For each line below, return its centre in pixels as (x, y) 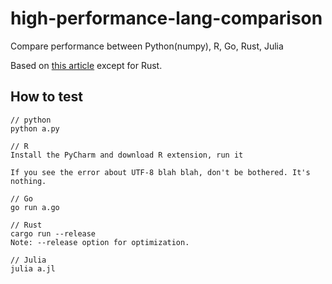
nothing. (28, 181)
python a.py (35, 128)
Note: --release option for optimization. (100, 242)
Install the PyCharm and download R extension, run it (127, 155)
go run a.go (35, 207)
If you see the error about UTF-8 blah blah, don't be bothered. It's (160, 172)
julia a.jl (33, 268)
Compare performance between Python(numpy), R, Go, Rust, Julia (147, 46)
